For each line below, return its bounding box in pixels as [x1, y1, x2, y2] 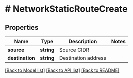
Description [68, 38, 97, 45]
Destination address [59, 55, 106, 61]
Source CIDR [59, 46, 90, 53]
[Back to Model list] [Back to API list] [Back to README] [5, 67, 120, 73]
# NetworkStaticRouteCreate [5, 3, 128, 15]
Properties [5, 23, 39, 32]
